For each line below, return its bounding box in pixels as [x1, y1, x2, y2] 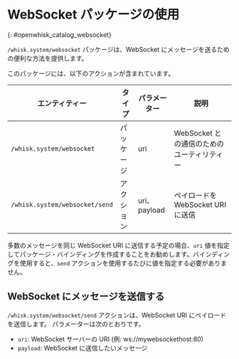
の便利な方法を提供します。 [7, 54, 88, 63]
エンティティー [37, 98, 87, 108]
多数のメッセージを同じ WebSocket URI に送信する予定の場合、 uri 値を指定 [7, 241, 230, 250]
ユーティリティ [174, 149, 223, 159]
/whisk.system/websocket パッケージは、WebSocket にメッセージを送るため [7, 45, 230, 53]
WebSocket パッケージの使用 [7, 6, 180, 23]
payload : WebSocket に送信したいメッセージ [17, 343, 148, 352]
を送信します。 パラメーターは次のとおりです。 [7, 319, 145, 328]
